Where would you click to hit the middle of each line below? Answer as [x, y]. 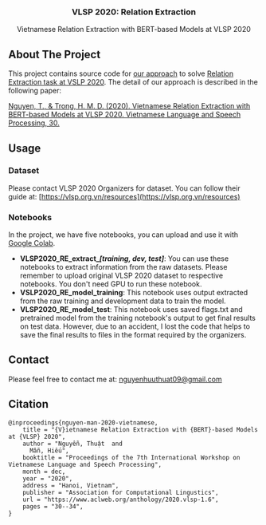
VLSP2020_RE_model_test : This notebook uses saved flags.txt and [131, 310]
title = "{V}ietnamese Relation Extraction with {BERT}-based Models [141, 429]
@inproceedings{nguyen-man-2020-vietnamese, [83, 422]
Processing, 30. [34, 123]
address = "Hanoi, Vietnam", [71, 485]
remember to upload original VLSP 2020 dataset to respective [121, 276]
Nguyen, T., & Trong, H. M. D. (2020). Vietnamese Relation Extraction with [129, 106]
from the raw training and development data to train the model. [123, 301]
